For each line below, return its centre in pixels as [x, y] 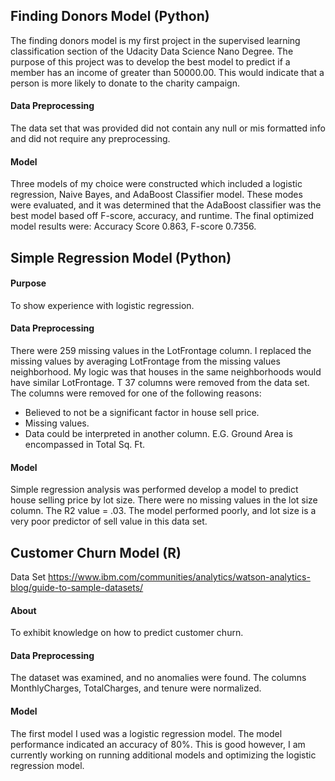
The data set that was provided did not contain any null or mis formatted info [168, 128]
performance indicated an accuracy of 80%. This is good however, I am [158, 744]
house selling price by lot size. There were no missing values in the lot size [164, 500]
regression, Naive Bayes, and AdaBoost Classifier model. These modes [156, 195]
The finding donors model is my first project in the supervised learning [155, 40]
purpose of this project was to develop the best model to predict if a [150, 61]
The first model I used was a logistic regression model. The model [146, 733]
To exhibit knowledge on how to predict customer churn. [127, 633]
